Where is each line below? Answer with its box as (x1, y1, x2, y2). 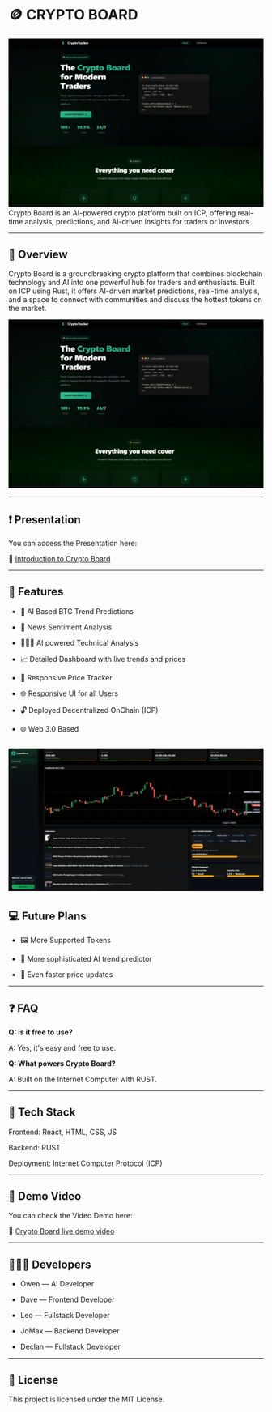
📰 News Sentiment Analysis (19, 622, 113, 632)
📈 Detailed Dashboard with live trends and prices (19, 654, 186, 663)
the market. (8, 304, 47, 314)
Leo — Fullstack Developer (19, 1311, 111, 1320)
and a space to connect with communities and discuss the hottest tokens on (8, 295, 263, 305)
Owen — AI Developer (19, 1279, 95, 1289)
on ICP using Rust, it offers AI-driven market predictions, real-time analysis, (8, 286, 261, 296)
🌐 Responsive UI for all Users (19, 689, 119, 698)
